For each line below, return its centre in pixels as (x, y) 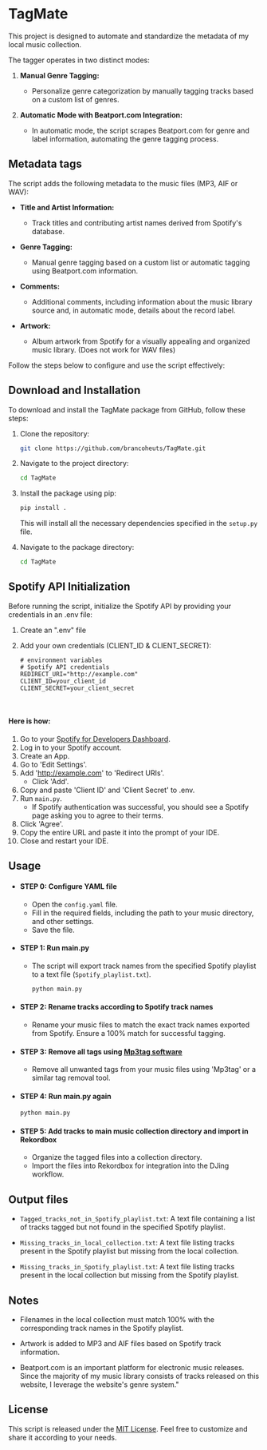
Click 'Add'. (50, 782)
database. (48, 231)
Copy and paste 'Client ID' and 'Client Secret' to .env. (107, 790)
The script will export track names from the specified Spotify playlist (144, 966)
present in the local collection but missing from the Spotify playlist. (129, 1275)
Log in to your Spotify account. (71, 747)
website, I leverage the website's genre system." (99, 1384)
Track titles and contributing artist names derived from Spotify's (137, 223)
